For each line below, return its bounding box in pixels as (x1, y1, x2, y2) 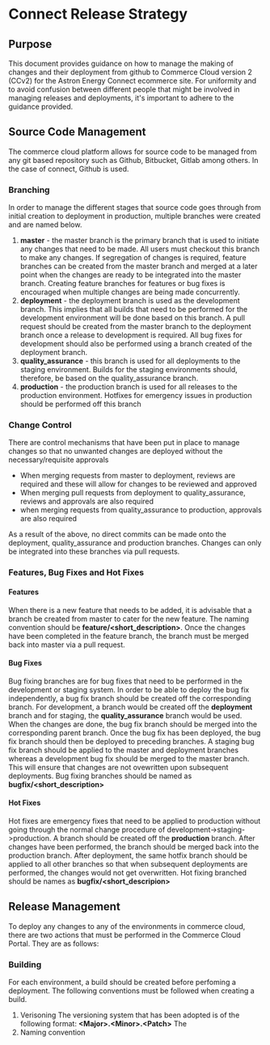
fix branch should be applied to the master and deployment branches (8, 745, 239, 755)
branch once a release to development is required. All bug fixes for (19, 330, 243, 340)
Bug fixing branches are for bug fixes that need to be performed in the (8, 676, 243, 686)
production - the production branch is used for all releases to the (19, 382, 238, 392)
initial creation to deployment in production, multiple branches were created (8, 212, 261, 221)
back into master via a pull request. (8, 640, 125, 649)
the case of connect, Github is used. (8, 164, 129, 173)
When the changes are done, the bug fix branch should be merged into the (8, 719, 258, 729)
